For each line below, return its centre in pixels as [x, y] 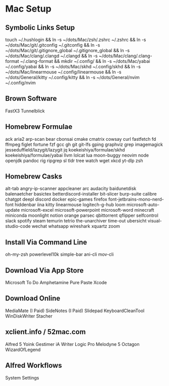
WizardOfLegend [23, 350]
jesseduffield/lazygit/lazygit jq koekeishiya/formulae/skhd [65, 149]
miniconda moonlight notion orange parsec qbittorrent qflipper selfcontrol [82, 215]
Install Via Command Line [46, 242]
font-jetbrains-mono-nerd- [136, 199]
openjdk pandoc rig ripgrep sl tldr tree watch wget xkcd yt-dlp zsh [74, 161]
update [13, 210]
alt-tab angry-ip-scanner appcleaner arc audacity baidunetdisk [71, 188]
